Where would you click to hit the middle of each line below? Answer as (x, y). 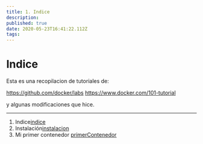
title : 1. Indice (28, 12)
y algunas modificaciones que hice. (50, 105)
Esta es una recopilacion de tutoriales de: (58, 81)
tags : (13, 34)
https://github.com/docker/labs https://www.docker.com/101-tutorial (91, 93)
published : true (27, 23)
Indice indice (30, 122)
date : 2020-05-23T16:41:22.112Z (47, 29)
